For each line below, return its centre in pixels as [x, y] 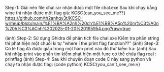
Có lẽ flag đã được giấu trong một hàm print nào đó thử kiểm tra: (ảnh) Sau [81, 49]
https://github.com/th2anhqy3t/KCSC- [44, 18]
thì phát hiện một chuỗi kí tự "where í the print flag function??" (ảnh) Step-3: [82, 43]
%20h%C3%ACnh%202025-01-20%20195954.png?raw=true [68, 29]
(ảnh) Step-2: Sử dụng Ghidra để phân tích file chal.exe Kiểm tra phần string [82, 38]
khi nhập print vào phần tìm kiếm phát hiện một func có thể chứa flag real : [81, 54]
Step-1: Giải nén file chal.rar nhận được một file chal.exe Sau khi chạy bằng [81, 8]
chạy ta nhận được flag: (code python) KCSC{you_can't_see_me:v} [73, 64]
